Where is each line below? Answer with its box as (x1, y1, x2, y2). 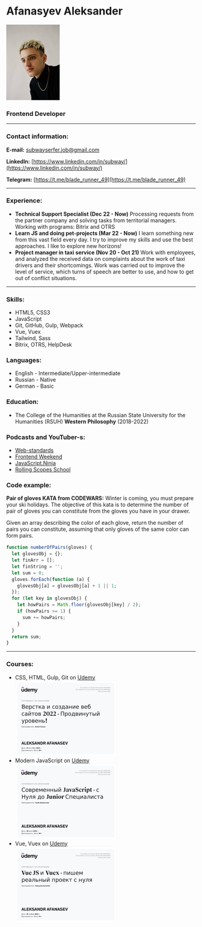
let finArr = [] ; (11, 557, 55, 563)
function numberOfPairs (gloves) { (6, 545, 93, 551)
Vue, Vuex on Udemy (14, 839, 68, 847)
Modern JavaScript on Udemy (14, 757, 90, 764)
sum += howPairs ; (22, 614, 66, 620)
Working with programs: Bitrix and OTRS (14, 223, 115, 230)
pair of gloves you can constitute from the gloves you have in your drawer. (6, 507, 191, 515)
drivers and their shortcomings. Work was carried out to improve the (14, 261, 185, 269)
